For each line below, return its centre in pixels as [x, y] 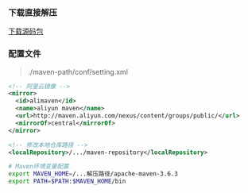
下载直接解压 [33, 12]
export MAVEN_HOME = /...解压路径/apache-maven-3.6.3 [93, 174]
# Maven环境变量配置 [39, 167]
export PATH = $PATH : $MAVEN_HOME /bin [67, 181]
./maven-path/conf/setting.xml [78, 71]
